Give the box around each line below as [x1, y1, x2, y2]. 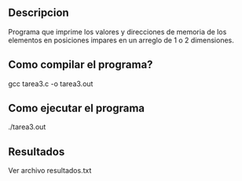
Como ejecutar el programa [8, 102, 145, 115]
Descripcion [8, 6, 69, 20]
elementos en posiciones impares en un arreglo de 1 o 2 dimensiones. [8, 35, 234, 45]
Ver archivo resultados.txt [8, 166, 92, 176]
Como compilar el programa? [8, 58, 153, 71]
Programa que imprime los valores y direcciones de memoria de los [8, 27, 227, 36]
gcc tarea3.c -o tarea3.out [8, 78, 93, 89]
